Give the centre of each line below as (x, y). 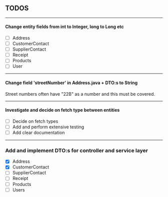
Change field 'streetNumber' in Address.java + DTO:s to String (71, 83)
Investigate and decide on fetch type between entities (62, 110)
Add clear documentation (38, 132)
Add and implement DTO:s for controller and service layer (77, 150)
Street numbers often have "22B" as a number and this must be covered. (80, 94)
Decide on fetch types (35, 121)
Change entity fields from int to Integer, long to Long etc (64, 27)
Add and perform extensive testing (48, 127)
